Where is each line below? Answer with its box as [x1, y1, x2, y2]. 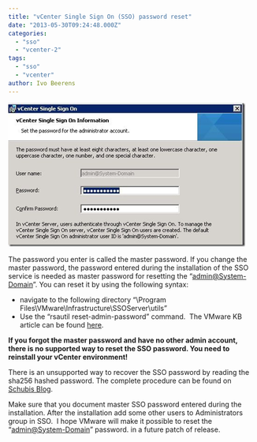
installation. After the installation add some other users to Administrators [8, 407, 243, 418]
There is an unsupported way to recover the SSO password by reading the [8, 367, 250, 376]
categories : [8, 29, 47, 37]
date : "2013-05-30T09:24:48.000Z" [8, 21, 122, 29]
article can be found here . [19, 320, 104, 329]
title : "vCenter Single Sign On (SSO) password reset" [8, 13, 192, 21]
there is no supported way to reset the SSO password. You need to [8, 343, 230, 353]
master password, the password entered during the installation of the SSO [8, 263, 249, 272]
